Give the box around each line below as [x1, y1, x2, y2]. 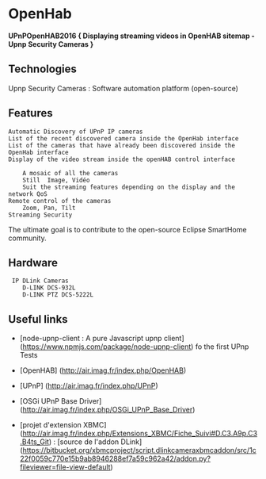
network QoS [8, 190, 47, 198]
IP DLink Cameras [11, 277, 69, 285]
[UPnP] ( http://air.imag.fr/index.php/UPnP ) [19, 381, 158, 391]
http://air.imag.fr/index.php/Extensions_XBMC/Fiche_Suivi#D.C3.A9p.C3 [22, 429, 258, 439]
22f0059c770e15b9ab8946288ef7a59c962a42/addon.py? [19, 454, 211, 464]
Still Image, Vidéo [22, 176, 90, 184]
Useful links [8, 312, 69, 326]
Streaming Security [8, 211, 73, 219]
